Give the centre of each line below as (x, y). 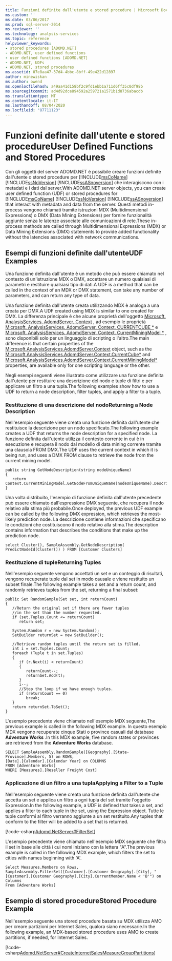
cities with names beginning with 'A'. (44, 858)
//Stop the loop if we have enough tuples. (66, 689)
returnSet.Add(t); (46, 676)
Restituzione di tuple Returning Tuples (53, 562)
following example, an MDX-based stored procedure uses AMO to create (82, 932)
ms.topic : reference (27, 39)
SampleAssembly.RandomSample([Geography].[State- (75, 752)
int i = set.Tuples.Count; (41, 649)
